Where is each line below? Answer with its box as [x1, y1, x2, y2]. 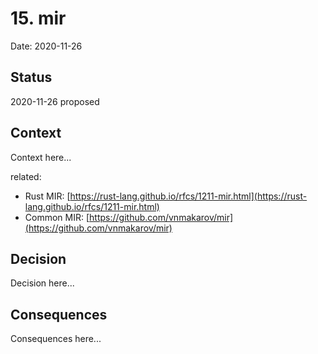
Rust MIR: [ [24, 190, 71, 202]
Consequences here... [10, 333, 102, 345]
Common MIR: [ [24, 211, 90, 223]
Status [10, 69, 53, 86]
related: [10, 170, 42, 182]
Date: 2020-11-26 [10, 40, 83, 52]
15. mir [10, 7, 67, 30]
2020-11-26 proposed [10, 95, 100, 107]
